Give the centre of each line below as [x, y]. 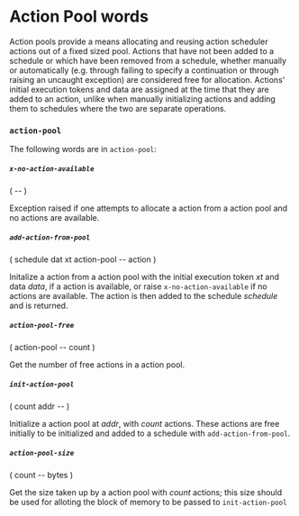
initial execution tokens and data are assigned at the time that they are [139, 89]
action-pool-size [42, 453]
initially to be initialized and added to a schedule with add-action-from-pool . [150, 433]
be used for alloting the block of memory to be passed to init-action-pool [148, 502]
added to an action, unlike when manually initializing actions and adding [143, 99]
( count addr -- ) [40, 406]
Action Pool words [79, 17]
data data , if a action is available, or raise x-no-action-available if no [138, 286]
